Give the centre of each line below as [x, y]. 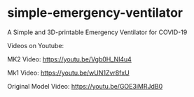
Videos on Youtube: [36, 45]
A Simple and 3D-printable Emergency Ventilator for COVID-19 [97, 32]
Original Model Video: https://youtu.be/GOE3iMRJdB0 [85, 86]
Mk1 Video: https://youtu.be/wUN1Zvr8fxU [68, 73]
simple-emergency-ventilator [95, 13]
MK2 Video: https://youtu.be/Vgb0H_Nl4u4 [69, 59]
